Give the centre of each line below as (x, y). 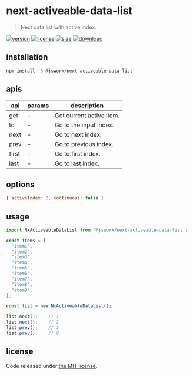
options (21, 184)
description (87, 106)
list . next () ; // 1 (33, 317)
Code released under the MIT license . (52, 366)
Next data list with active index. (59, 27)
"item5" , (22, 268)
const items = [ (26, 241)
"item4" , (22, 263)
